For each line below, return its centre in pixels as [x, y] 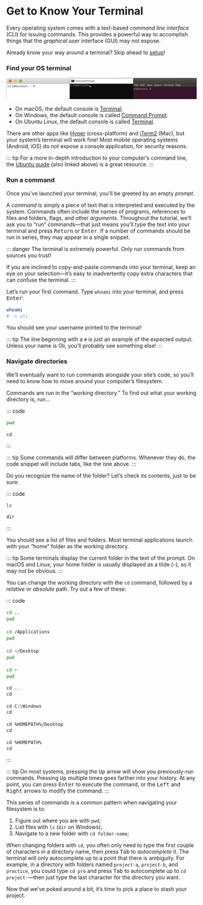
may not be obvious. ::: [35, 571]
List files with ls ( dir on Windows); [59, 827]
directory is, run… [28, 399]
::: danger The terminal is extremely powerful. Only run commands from [95, 248]
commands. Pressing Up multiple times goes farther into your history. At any [101, 778]
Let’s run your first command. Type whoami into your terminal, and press [95, 291]
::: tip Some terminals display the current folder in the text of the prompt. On [101, 558]
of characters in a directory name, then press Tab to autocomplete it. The [98, 852]
